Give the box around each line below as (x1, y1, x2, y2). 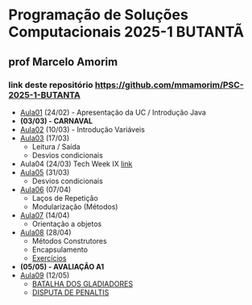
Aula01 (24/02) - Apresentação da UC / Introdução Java (19, 107, 207, 117)
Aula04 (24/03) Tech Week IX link (19, 159, 133, 169)
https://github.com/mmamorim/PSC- (94, 79, 244, 90)
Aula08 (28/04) (19, 228, 72, 237)
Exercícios (31, 253, 67, 263)
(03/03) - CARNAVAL (19, 115, 93, 126)
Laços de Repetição (31, 193, 98, 203)
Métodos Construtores (31, 236, 107, 245)
